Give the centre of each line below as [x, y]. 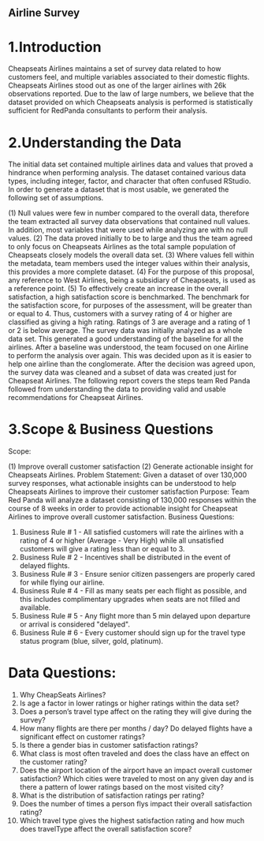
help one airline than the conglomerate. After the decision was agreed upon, [132, 364]
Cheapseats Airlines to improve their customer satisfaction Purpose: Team [129, 492]
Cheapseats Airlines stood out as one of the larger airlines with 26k [117, 85]
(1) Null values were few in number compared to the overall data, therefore [129, 213]
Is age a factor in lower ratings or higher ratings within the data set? [129, 703]
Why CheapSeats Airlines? [63, 695]
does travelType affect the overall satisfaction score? [106, 829]
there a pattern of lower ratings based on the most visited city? [122, 787]
